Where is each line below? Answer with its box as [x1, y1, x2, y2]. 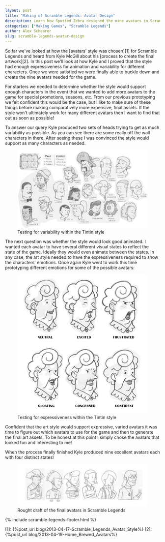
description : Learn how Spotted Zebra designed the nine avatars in [5, 18, 148, 23]
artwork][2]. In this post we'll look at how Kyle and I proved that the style [5, 59, 152, 64]
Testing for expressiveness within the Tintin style [17, 414, 116, 420]
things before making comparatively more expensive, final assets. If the [5, 105, 150, 110]
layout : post [5, 8, 32, 13]
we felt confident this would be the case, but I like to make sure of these [5, 99, 151, 105]
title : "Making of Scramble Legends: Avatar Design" [5, 13, 115, 18]
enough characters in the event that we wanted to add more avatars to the [5, 89, 156, 94]
